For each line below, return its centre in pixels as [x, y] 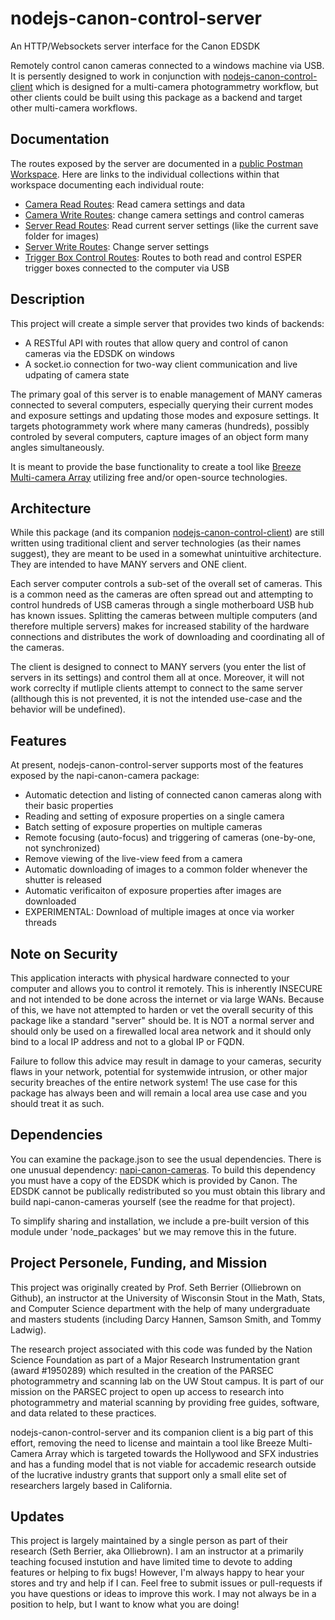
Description [47, 299]
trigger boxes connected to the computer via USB [127, 268]
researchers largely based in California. [91, 1485]
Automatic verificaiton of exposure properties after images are [153, 891]
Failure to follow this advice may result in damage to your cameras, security [166, 1061]
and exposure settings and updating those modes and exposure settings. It [165, 415]
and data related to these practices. [83, 1413]
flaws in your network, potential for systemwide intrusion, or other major [159, 1071]
